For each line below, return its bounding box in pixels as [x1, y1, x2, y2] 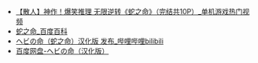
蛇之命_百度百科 [15, 27, 68, 35]
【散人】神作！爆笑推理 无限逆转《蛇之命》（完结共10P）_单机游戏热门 [15, 7, 243, 16]
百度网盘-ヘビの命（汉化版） [15, 46, 109, 55]
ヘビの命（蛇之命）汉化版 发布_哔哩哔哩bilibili [15, 36, 164, 46]
